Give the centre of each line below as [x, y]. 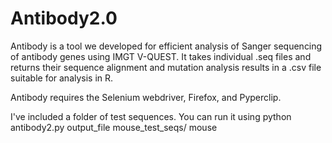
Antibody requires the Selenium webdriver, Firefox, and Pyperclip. [146, 97]
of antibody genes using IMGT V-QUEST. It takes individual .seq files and [161, 56]
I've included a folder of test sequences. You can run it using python [151, 116]
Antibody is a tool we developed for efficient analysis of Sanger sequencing [166, 46]
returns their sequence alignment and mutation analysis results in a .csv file [166, 67]
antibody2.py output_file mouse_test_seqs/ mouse [114, 127]
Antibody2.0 [64, 18]
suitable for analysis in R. [62, 78]
